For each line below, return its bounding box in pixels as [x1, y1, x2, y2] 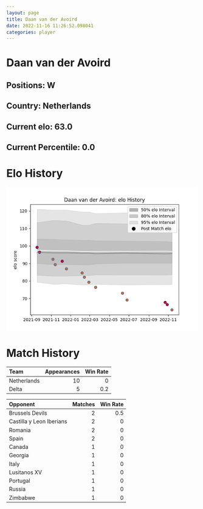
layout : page [6, 10, 40, 16]
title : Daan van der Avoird [6, 16, 78, 23]
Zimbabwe [9, 494, 35, 501]
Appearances [44, 368, 80, 375]
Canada [9, 443, 29, 451]
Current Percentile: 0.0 [6, 142, 95, 152]
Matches [72, 400, 95, 407]
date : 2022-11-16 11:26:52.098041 [6, 23, 94, 29]
